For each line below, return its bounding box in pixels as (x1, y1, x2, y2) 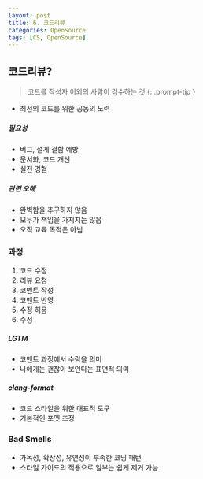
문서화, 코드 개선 (19, 154, 71, 164)
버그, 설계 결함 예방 (19, 145, 79, 154)
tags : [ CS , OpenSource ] (8, 33, 87, 42)
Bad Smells (8, 434, 52, 445)
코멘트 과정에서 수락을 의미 (19, 355, 102, 364)
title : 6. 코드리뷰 (8, 19, 65, 27)
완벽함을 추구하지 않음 (19, 206, 88, 214)
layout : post (8, 11, 51, 20)
